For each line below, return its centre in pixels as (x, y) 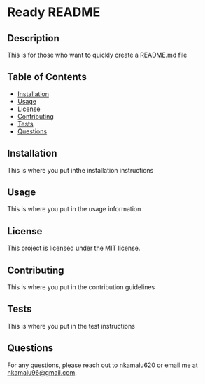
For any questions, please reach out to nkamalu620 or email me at (102, 365)
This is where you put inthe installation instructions (80, 170)
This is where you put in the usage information (74, 209)
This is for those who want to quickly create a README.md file (97, 55)
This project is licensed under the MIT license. (74, 248)
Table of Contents (47, 77)
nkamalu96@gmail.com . (42, 372)
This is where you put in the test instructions (71, 326)
